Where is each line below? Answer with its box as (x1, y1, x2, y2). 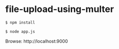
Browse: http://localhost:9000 (5, 38, 68, 44)
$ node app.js (5, 29, 36, 34)
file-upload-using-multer (5, 3, 114, 15)
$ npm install (5, 20, 36, 25)
